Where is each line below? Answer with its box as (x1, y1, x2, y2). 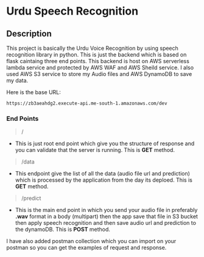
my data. (6, 77, 29, 84)
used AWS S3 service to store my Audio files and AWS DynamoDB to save (6, 70, 192, 77)
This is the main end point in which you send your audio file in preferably (15, 207, 198, 214)
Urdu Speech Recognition (6, 4, 139, 18)
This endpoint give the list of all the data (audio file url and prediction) (15, 170, 191, 177)
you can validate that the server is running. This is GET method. (15, 146, 175, 154)
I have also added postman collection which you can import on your (6, 238, 177, 245)
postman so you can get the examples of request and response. (6, 244, 167, 252)
